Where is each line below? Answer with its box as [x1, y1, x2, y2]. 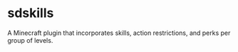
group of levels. [7, 36, 53, 44]
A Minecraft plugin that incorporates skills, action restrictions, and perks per [7, 28, 231, 37]
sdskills [7, 5, 54, 21]
